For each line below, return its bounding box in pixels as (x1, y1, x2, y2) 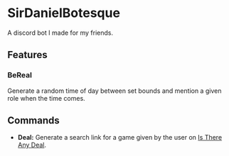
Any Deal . (17, 140, 47, 150)
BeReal (7, 70, 32, 80)
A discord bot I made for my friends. (7, 28, 114, 37)
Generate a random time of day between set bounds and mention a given (7, 87, 222, 95)
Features (7, 49, 48, 61)
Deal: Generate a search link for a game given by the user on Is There (17, 133, 223, 142)
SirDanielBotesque (7, 5, 121, 21)
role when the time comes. (7, 94, 85, 102)
